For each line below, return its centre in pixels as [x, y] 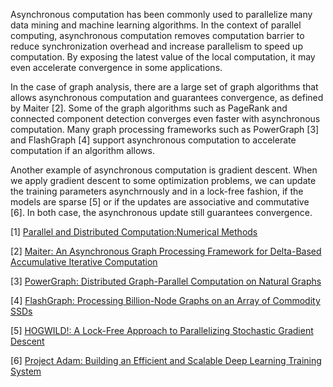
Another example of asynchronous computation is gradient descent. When [164, 170]
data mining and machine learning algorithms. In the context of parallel [156, 25]
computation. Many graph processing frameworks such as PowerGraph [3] [165, 129]
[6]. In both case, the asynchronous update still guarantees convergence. [161, 212]
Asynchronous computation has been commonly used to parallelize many [161, 14]
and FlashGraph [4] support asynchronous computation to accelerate [153, 140]
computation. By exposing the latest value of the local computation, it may [163, 57]
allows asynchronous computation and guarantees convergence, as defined [167, 97]
